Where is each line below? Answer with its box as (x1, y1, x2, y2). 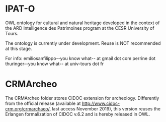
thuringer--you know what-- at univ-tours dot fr (5, 60, 104, 67)
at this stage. (5, 45, 32, 51)
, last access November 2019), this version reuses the (49, 105, 161, 111)
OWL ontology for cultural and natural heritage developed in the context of (5, 20, 160, 26)
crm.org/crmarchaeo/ (5, 105, 50, 111)
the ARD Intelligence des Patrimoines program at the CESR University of (5, 25, 154, 31)
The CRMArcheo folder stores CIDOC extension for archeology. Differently (5, 95, 159, 101)
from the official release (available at (5, 100, 81, 106)
